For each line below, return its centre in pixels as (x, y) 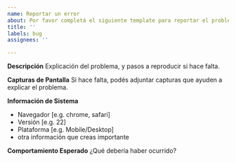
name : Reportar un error (44, 14)
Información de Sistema (43, 101)
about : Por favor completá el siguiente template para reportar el (108, 20)
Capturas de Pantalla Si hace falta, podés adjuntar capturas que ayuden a (115, 80)
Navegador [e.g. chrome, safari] (64, 115)
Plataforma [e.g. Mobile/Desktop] (66, 130)
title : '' (22, 27)
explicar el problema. (38, 87)
